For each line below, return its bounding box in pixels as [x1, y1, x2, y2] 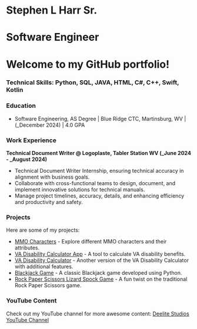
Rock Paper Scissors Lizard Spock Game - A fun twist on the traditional [14, 275, 188, 283]
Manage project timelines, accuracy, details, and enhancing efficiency [14, 192, 185, 199]
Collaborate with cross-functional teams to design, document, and [14, 180, 176, 187]
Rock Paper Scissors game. [14, 282, 82, 289]
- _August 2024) [6, 156, 48, 163]
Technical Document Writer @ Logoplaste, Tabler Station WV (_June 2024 [6, 150, 191, 157]
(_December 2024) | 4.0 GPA [14, 121, 85, 129]
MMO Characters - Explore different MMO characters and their [14, 238, 167, 245]
